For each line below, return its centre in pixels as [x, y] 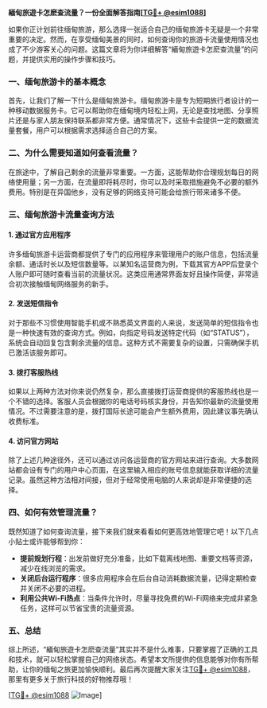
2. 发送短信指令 [33, 303]
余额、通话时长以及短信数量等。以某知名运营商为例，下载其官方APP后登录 [130, 264]
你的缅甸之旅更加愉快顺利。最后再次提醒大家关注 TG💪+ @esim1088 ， [142, 669]
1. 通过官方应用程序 [40, 235]
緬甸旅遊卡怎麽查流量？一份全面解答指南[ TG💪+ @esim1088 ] [107, 12]
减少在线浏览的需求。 [54, 568]
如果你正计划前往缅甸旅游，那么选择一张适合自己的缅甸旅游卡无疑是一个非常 [133, 29]
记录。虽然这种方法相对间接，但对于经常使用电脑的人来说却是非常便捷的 [126, 480]
